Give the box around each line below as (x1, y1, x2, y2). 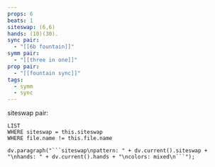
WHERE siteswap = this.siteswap (7, 129, 103, 136)
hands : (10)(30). (7, 30, 59, 38)
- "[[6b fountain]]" (13, 43, 75, 50)
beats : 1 (7, 17, 33, 24)
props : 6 (7, 10, 33, 18)
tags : (7, 76, 23, 83)
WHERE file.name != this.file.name (7, 135, 113, 142)
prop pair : (7, 63, 40, 70)
